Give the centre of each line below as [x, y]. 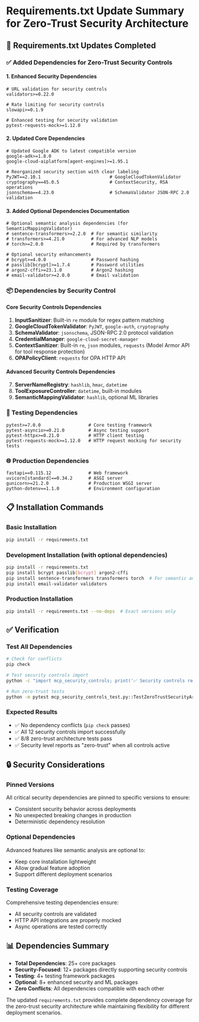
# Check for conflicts [34, 659]
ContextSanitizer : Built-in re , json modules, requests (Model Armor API [102, 345]
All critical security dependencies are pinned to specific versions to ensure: [98, 798]
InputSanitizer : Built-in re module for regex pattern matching [89, 320]
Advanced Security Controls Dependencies [61, 372]
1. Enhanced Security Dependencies [52, 77]
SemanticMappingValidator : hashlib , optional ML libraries [86, 397]
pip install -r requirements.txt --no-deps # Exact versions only [91, 611]
